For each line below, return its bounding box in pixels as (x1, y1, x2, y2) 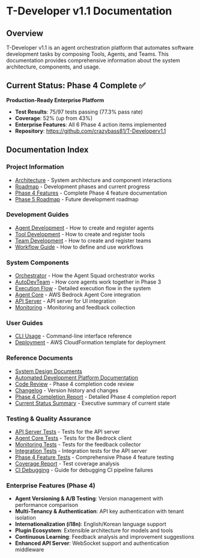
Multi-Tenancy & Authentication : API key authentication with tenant (14, 508, 184, 515)
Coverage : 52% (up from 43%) (14, 114, 93, 121)
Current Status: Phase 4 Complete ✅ (6, 80, 146, 91)
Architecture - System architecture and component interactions (14, 176, 172, 184)
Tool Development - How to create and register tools (14, 230, 145, 238)
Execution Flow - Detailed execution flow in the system (14, 285, 151, 292)
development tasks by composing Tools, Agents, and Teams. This (6, 50, 169, 58)
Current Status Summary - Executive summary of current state (14, 399, 170, 407)
